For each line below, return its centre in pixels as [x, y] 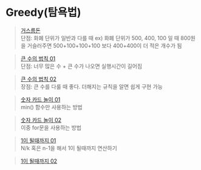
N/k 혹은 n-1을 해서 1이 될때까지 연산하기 [69, 148]
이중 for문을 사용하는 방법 [51, 127]
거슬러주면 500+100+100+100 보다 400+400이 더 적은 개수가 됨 [104, 46]
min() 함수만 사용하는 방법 [51, 107]
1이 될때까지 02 [39, 161]
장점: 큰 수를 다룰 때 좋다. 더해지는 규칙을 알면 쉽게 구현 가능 [92, 86]
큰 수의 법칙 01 [38, 58]
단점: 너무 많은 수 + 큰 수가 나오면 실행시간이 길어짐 [81, 66]
